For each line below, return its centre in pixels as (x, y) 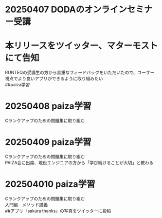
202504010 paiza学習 (50, 184)
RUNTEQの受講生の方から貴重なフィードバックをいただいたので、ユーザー (80, 73)
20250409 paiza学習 (48, 142)
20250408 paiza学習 (48, 106)
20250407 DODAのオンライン (66, 10)
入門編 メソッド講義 (26, 204)
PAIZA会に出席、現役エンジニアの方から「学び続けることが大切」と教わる (79, 163)
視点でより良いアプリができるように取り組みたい (54, 79)
